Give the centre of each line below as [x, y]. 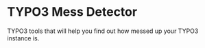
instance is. [23, 38]
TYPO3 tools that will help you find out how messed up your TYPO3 [103, 31]
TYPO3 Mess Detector [72, 12]
